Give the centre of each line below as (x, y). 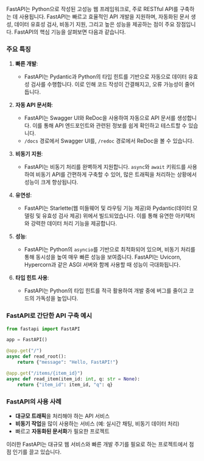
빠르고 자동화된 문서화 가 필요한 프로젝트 (62, 431)
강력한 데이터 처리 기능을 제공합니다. (74, 223)
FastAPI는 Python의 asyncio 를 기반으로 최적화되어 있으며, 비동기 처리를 (110, 249)
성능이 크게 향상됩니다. (51, 182)
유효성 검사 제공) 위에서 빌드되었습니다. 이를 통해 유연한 (108, 216)
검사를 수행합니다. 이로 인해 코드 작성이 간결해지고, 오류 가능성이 (107, 84)
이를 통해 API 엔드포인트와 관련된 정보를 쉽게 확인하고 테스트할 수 (110, 126)
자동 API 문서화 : (34, 105)
